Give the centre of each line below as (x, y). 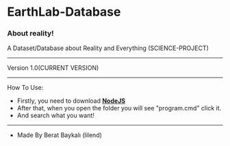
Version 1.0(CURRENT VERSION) (53, 68)
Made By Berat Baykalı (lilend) (60, 135)
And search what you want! (55, 115)
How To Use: (25, 88)
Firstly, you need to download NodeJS (71, 101)
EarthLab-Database (64, 12)
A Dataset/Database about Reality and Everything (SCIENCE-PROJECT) (108, 48)
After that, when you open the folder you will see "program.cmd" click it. (119, 108)
